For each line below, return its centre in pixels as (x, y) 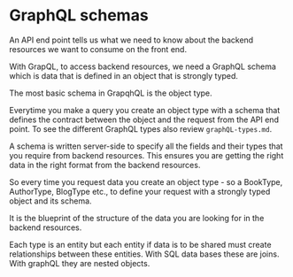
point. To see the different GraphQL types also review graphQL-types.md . (141, 128)
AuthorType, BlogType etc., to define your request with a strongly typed (140, 191)
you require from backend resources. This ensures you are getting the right (146, 155)
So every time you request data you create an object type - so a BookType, (146, 181)
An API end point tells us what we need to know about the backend (131, 40)
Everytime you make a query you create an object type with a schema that (145, 110)
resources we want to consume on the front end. (98, 49)
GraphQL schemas (79, 15)
